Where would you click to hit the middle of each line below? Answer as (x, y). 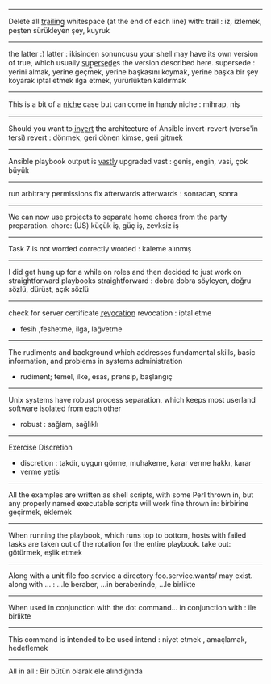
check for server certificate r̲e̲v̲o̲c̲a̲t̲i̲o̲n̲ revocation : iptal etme (110, 313)
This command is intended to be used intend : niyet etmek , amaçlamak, (128, 639)
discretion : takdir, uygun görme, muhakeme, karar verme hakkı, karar (135, 463)
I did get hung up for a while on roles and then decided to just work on (125, 272)
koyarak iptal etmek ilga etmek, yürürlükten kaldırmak (98, 80)
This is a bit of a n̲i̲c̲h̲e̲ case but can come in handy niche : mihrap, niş (124, 104)
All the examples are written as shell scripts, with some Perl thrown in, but (131, 495)
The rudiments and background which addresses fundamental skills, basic (132, 352)
